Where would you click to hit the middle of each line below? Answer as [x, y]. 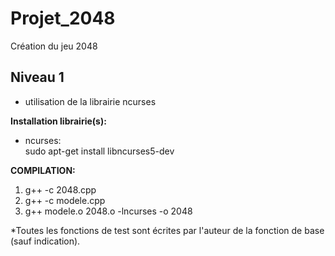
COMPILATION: [43, 170]
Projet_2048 [63, 18]
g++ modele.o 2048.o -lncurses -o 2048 [108, 211]
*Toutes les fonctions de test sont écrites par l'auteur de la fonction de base [167, 230]
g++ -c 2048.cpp [60, 189]
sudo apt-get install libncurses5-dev [99, 151]
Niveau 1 [37, 77]
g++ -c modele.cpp [65, 200]
